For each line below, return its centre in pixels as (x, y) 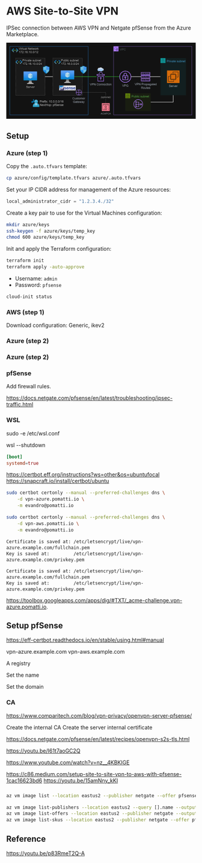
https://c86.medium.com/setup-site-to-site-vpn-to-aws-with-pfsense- (94, 774)
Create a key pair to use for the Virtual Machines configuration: (84, 213)
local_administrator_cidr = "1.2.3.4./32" (60, 201)
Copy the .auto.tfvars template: (47, 166)
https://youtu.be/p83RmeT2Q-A (46, 853)
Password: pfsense (38, 285)
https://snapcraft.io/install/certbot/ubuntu (58, 481)
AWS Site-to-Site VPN (63, 11)
